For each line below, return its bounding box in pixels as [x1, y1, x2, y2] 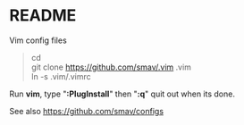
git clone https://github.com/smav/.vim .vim [30, 62, 192, 72]
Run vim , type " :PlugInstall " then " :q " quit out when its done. [9, 88, 235, 99]
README [9, 5, 77, 26]
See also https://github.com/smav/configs [9, 105, 164, 116]
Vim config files [9, 35, 67, 46]
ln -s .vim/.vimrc [30, 71, 91, 81]
